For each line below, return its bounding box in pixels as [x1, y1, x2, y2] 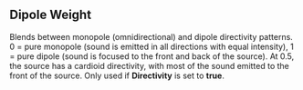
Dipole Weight [9, 7, 92, 23]
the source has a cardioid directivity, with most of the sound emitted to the [9, 60, 290, 71]
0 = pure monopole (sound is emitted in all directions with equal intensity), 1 [9, 41, 294, 52]
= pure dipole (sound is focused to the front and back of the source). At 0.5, [9, 50, 295, 62]
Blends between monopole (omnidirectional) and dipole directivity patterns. [9, 31, 294, 42]
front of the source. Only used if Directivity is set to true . [9, 70, 225, 81]
